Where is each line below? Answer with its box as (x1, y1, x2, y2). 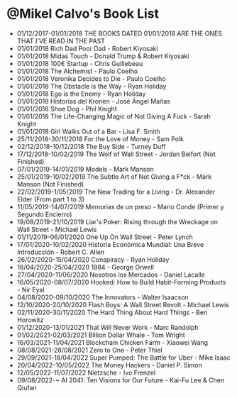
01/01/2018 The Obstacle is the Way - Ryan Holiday (16, 82, 167, 90)
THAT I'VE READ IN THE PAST (16, 36, 106, 45)
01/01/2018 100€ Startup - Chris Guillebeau (16, 59, 143, 67)
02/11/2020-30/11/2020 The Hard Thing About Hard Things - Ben (16, 308, 208, 316)
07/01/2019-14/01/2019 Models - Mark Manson (16, 165, 154, 173)
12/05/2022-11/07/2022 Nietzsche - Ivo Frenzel (16, 368, 156, 377)
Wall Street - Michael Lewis (16, 225, 97, 233)
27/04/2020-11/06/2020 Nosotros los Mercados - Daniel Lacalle (16, 270, 205, 279)
